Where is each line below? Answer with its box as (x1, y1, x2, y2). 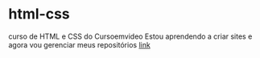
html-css (8, 5, 70, 23)
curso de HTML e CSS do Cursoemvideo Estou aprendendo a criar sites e (8, 31, 253, 41)
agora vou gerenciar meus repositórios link (8, 39, 151, 49)
